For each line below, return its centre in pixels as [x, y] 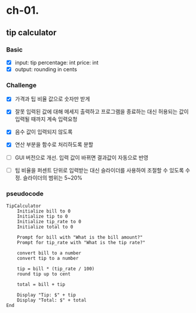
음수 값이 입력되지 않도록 [44, 132]
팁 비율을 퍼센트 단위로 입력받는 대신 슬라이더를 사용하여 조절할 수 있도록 [99, 170]
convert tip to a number [48, 258]
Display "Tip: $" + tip [47, 295]
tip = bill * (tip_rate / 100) [56, 269]
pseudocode [25, 193]
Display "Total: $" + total [52, 300]
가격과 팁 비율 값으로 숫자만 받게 [52, 99]
